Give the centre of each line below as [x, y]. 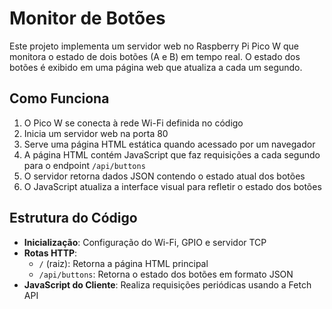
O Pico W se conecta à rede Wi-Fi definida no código [133, 123]
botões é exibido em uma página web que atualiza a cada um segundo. [156, 67]
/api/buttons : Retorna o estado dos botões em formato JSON [166, 274]
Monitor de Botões [87, 18]
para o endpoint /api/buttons [84, 165]
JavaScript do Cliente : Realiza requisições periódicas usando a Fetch [167, 284]
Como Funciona [59, 98]
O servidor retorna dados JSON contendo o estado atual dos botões [164, 176]
